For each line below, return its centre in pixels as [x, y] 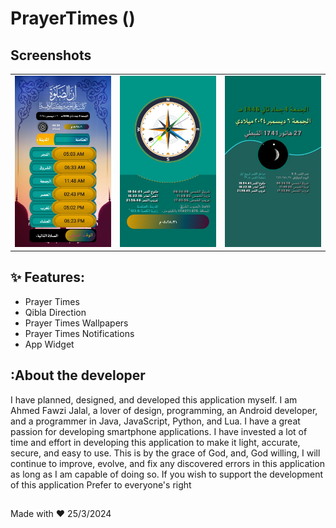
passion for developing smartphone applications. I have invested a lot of [159, 431]
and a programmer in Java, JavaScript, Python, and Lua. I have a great [155, 421]
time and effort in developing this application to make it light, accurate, [155, 442]
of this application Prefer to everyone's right [101, 484]
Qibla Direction [55, 312]
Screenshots [51, 55]
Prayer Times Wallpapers [76, 323]
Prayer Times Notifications [79, 333]
